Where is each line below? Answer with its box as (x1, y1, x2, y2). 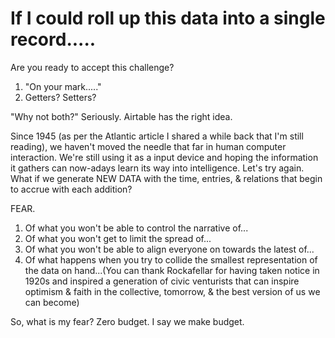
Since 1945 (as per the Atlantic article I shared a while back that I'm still (10, 130, 304, 142)
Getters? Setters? (24, 91, 97, 103)
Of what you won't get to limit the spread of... (24, 232, 212, 244)
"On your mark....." (24, 80, 102, 92)
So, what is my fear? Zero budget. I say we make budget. (10, 315, 245, 327)
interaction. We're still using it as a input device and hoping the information (10, 151, 319, 163)
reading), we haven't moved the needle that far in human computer (10, 140, 287, 152)
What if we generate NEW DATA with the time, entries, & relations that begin (10, 172, 323, 184)
